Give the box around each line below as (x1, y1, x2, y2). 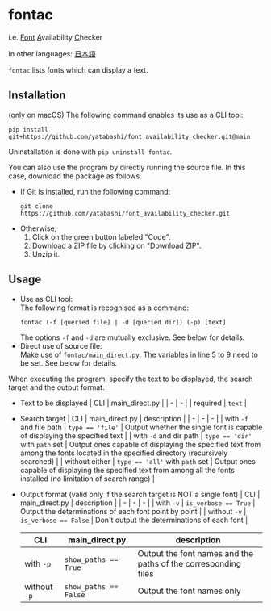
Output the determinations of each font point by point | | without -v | (19, 506, 247, 516)
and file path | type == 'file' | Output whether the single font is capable (19, 422, 263, 432)
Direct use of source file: (19, 341, 102, 350)
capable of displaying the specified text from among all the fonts (19, 465, 236, 475)
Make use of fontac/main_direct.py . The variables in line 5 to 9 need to (19, 349, 258, 359)
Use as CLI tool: (19, 294, 73, 303)
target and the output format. (8, 382, 105, 392)
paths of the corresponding (137, 558, 242, 569)
